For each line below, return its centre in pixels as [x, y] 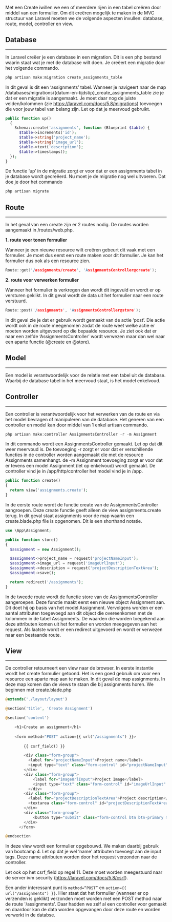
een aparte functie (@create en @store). [48, 342]
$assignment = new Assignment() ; [46, 549]
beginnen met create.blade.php [38, 690]
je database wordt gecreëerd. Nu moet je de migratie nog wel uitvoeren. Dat [85, 176]
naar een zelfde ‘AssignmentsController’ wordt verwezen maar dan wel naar [85, 336]
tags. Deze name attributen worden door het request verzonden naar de [81, 857]
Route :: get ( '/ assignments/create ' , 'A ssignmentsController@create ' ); [81, 270]
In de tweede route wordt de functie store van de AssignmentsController [82, 597]
